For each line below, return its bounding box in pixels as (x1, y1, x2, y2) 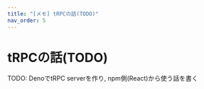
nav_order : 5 (7, 17, 46, 24)
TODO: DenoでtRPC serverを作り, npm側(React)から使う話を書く (7, 74, 198, 83)
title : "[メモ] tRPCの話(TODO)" (7, 10, 100, 18)
